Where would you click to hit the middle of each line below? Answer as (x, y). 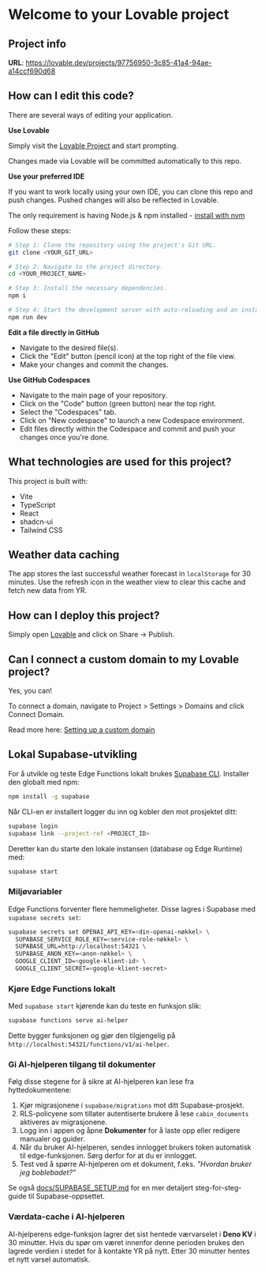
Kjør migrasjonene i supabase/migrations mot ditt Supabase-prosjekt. (132, 1105)
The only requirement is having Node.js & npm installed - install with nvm (127, 215)
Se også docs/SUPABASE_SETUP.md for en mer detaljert (101, 1188)
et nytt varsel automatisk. (49, 1259)
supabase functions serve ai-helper (68, 1021)
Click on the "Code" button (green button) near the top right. (118, 403)
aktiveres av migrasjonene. (63, 1122)
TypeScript (37, 504)
